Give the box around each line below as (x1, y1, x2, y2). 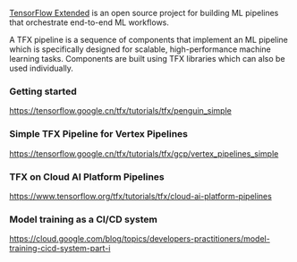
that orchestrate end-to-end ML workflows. (9, 17, 170, 28)
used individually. (9, 63, 74, 73)
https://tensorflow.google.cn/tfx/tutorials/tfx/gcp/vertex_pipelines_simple (9, 148, 279, 159)
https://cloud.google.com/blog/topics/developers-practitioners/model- (9, 233, 270, 244)
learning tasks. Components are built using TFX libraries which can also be (9, 54, 285, 63)
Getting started (9, 85, 78, 97)
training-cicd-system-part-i (9, 243, 111, 254)
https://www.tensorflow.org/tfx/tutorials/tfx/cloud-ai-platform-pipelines (9, 190, 273, 201)
